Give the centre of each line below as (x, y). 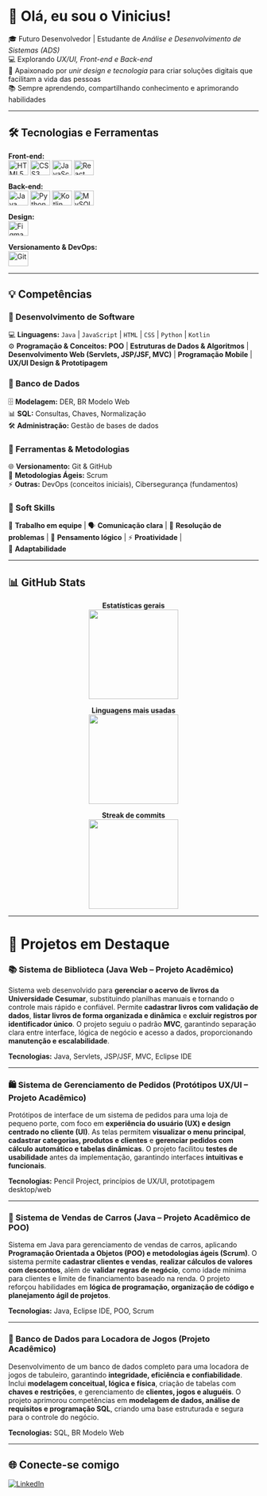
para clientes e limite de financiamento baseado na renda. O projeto (119, 1279)
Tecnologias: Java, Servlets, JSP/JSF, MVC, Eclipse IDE (100, 1056)
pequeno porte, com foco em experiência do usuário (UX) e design (120, 1123)
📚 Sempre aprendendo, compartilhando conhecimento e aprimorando (124, 87)
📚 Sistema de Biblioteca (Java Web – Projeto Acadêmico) (121, 969)
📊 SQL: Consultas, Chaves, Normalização (77, 414)
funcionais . (27, 1165)
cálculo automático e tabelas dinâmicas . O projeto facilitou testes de (123, 1148)
